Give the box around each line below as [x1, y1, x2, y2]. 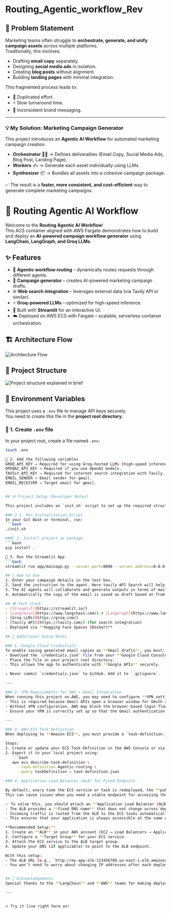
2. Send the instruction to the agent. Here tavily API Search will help [5, 583, 165, 588]
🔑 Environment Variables [5, 394, 85, 403]
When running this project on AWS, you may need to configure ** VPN [5, 694, 154, 699]
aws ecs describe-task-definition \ [12, 760, 90, 765]
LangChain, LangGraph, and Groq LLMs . [5, 238, 92, 245]
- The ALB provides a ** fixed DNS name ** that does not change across [5, 806, 158, 811]
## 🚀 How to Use [5, 573, 40, 578]
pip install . [5, 545, 36, 550]
